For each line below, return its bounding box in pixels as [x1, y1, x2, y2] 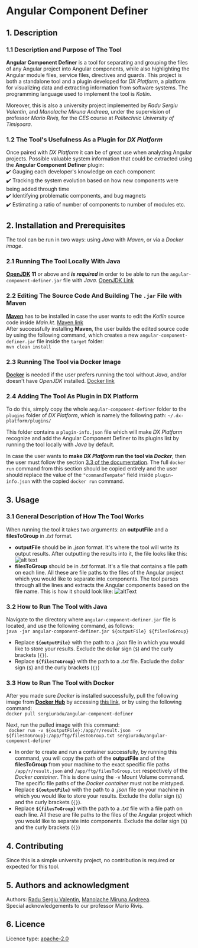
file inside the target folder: [36, 337, 105, 344]
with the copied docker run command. [31, 478, 125, 485]
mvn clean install [6, 344, 51, 350]
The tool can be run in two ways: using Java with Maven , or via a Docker [6, 236, 184, 243]
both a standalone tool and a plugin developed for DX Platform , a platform [6, 78, 186, 85]
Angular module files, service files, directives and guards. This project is [6, 71, 182, 78]
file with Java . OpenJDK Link [63, 277, 134, 284]
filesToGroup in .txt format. [6, 532, 73, 539]
